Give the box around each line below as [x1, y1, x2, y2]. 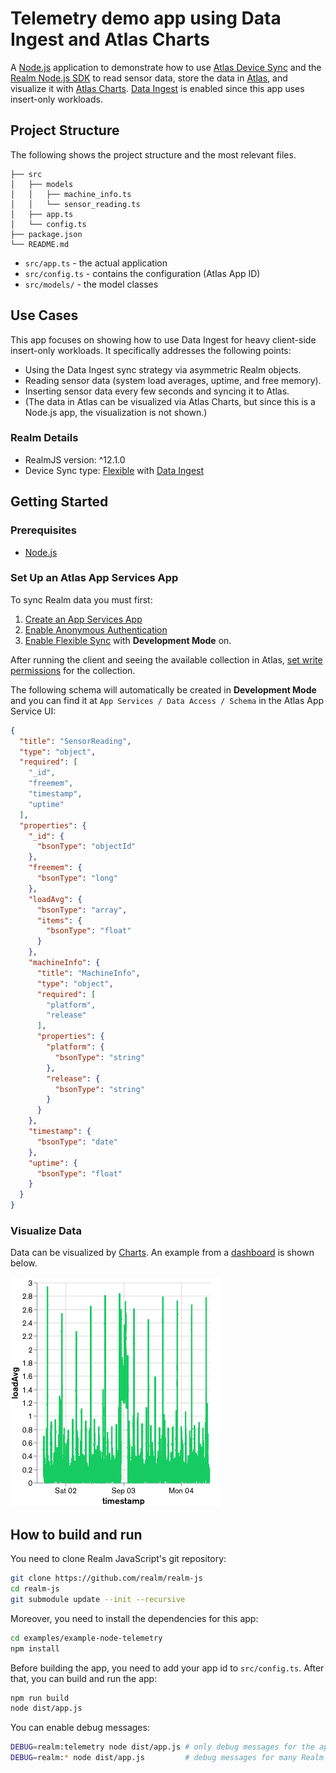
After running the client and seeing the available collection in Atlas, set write [10, 653, 323, 666]
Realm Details [10, 431, 79, 445]
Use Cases [10, 307, 79, 324]
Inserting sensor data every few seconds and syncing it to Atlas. [24, 385, 290, 397]
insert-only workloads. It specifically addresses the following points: [10, 344, 292, 356]
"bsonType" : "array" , [36, 905, 128, 915]
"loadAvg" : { [28, 894, 83, 904]
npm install [10, 1643, 60, 1654]
